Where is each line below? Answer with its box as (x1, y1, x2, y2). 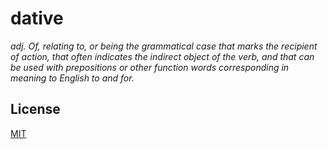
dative (10, 7, 64, 30)
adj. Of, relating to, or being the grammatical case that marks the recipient (10, 40, 318, 52)
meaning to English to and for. (10, 72, 135, 84)
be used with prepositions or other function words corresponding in (10, 61, 290, 73)
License (10, 101, 61, 118)
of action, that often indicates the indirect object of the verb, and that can (10, 50, 315, 62)
